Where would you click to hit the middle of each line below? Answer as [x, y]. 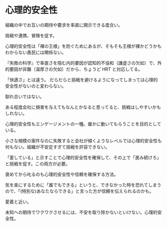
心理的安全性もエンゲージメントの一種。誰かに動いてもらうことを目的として [83, 124]
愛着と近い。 [18, 202]
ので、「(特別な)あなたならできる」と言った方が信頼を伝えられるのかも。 [80, 191]
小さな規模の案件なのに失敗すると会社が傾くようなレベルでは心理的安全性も [83, 140]
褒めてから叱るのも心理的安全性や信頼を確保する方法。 [62, 174]
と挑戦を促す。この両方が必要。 [38, 164]
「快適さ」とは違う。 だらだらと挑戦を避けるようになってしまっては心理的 [82, 80]
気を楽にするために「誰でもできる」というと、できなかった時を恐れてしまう [83, 185]
